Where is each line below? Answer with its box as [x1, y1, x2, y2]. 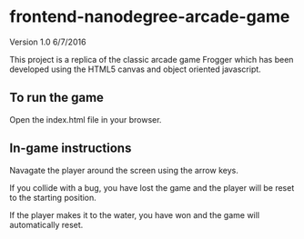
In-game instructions [9, 141, 132, 156]
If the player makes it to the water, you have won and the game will [9, 209, 260, 220]
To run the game [9, 90, 105, 105]
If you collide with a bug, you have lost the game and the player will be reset [9, 182, 295, 193]
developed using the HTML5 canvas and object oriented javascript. [9, 64, 261, 75]
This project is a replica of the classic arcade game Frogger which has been [9, 54, 294, 65]
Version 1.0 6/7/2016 [9, 36, 86, 47]
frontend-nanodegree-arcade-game [9, 6, 290, 27]
